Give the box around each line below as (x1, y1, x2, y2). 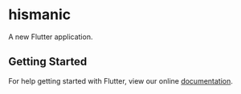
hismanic (8, 6, 71, 24)
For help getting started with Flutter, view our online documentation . (8, 76, 233, 85)
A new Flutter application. (8, 32, 93, 41)
